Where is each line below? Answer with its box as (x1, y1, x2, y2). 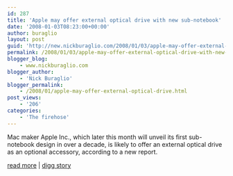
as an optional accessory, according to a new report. (7, 147, 158, 156)
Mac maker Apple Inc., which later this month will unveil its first (7, 133, 187, 141)
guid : (7, 42, 23, 49)
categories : (7, 107, 42, 114)
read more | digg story (7, 161, 71, 169)
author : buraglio (7, 29, 58, 37)
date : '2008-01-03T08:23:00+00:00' (7, 23, 110, 30)
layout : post (7, 36, 45, 43)
